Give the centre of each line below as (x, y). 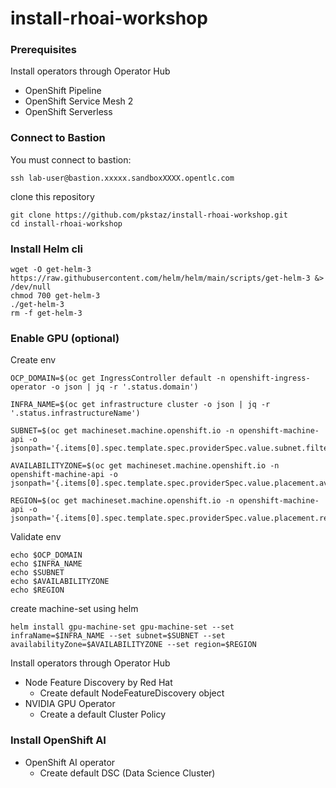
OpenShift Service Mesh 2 (79, 101)
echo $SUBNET (37, 573)
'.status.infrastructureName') (75, 413)
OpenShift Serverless (68, 112)
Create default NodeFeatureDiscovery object (132, 693)
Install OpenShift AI (58, 740)
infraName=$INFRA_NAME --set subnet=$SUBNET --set (118, 636)
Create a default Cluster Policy (103, 714)
